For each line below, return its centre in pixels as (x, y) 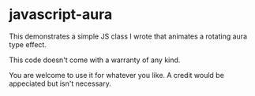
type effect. (28, 44)
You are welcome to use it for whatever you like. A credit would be (116, 75)
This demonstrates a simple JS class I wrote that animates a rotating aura (128, 36)
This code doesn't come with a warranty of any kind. (95, 60)
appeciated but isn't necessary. (60, 83)
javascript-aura (61, 15)
